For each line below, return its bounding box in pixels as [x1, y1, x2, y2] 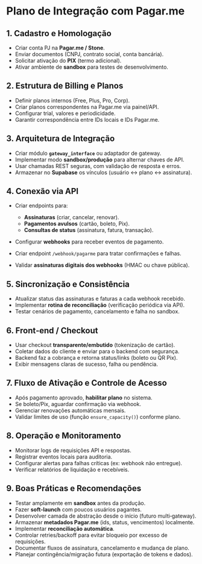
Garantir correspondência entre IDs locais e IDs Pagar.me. [14, 116, 160, 123]
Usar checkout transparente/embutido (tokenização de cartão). [14, 342, 175, 349]
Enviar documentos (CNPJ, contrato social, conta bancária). [14, 51, 164, 58]
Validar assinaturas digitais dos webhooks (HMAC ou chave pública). [14, 262, 190, 269]
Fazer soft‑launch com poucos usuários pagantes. [14, 506, 142, 513]
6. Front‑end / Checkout [6, 325, 98, 336]
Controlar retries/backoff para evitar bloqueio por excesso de [14, 531, 168, 539]
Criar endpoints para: [14, 202, 68, 209]
